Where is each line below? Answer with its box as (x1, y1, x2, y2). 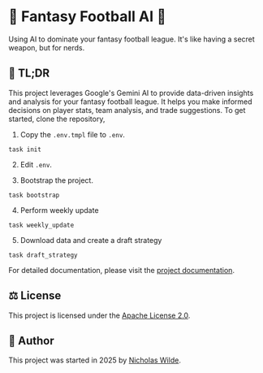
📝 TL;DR (8, 67, 50, 80)
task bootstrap (8, 191, 60, 199)
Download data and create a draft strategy (19, 235, 162, 245)
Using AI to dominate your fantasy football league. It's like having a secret (8, 34, 256, 44)
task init (8, 145, 42, 154)
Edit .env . (19, 159, 53, 169)
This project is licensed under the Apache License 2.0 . (8, 310, 191, 320)
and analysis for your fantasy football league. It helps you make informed (8, 97, 253, 106)
